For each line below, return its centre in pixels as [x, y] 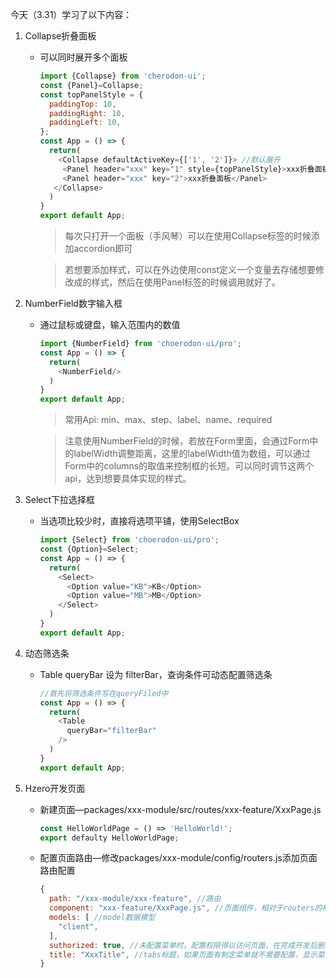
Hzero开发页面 [55, 788]
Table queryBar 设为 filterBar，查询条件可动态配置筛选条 [156, 674]
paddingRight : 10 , [87, 113]
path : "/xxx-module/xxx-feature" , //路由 [135, 899]
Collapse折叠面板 [60, 36]
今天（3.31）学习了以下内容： [71, 14]
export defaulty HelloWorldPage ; [109, 838]
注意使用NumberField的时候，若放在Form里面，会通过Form [187, 441]
